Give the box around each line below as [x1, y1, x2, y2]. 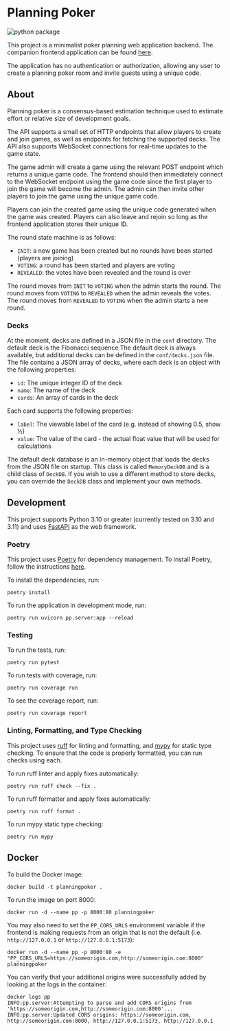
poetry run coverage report [7, 710, 88, 717]
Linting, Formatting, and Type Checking [7, 726, 142, 736]
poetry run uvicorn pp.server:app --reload [7, 615, 134, 622]
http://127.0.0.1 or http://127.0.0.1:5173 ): [7, 936, 135, 944]
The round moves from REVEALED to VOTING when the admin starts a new [7, 296, 209, 304]
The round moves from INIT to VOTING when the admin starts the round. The [7, 282, 221, 290]
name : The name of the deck [16, 386, 96, 394]
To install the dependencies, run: [7, 576, 100, 585]
